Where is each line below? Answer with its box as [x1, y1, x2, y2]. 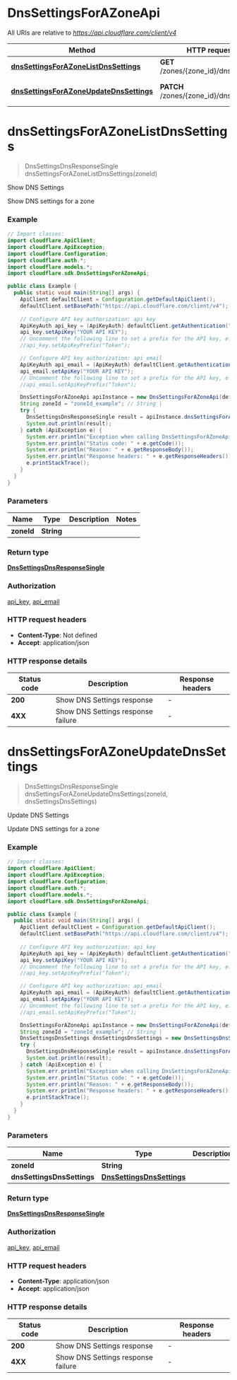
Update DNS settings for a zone [7, 825, 100, 833]
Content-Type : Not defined [17, 631, 97, 639]
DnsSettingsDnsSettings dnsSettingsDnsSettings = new [20, 1035, 181, 1042]
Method [68, 45, 96, 54]
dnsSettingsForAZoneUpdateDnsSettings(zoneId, [24, 790, 168, 799]
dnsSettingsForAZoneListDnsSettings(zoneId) [24, 169, 157, 178]
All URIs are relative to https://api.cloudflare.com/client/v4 [7, 28, 177, 37]
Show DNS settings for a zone [7, 197, 95, 205]
